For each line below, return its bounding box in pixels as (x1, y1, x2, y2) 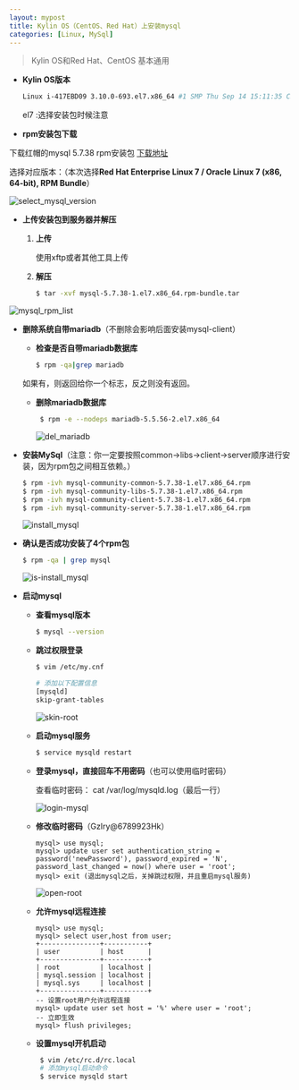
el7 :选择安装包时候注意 (21, 109, 109, 121)
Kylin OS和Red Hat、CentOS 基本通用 (30, 55, 170, 66)
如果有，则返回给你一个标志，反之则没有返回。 (21, 378, 195, 388)
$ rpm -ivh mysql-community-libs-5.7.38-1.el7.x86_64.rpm (21, 487, 243, 496)
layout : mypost (9, 13, 66, 22)
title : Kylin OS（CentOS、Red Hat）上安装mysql (9, 21, 181, 30)
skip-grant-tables (35, 695, 104, 704)
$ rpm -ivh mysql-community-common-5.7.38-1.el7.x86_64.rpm (21, 478, 251, 488)
